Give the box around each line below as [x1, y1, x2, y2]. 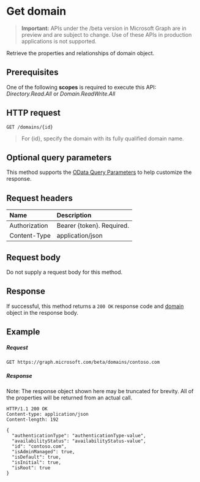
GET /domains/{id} [6, 124, 53, 130]
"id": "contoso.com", [12, 443, 67, 450]
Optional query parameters [6, 152, 112, 163]
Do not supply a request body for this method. [6, 268, 123, 276]
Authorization [9, 222, 48, 230]
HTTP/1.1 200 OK [6, 406, 48, 412]
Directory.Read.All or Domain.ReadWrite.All [6, 90, 116, 97]
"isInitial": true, [12, 459, 62, 466]
